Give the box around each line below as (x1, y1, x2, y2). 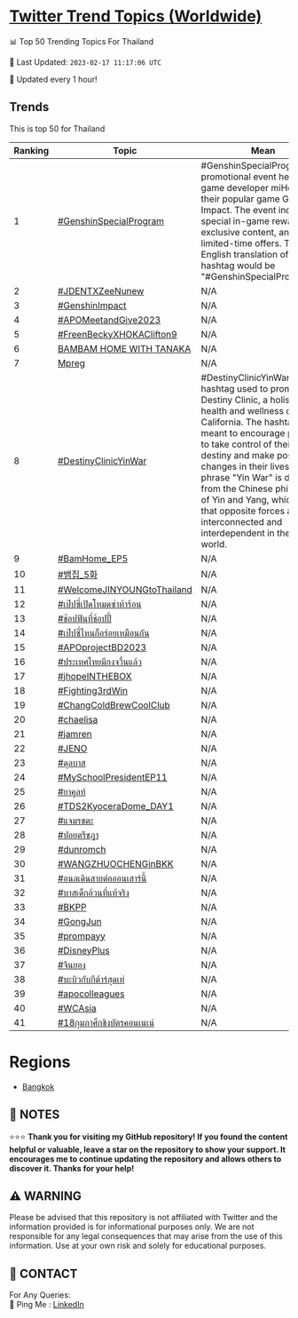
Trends (9, 99, 50, 115)
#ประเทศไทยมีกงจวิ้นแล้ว (57, 655, 142, 668)
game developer (200, 181, 269, 194)
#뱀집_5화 (57, 568, 98, 581)
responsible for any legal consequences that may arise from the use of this (9, 1231, 283, 1242)
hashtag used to (200, 382, 269, 394)
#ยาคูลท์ (57, 785, 86, 798)
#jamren (57, 727, 92, 740)
